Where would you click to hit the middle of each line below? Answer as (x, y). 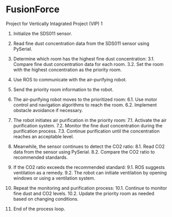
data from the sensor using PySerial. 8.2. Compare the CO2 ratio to (84, 151)
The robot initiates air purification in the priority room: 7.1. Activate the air (90, 120)
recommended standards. (40, 157)
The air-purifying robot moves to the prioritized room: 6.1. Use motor (85, 99)
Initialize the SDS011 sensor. (42, 33)
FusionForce (33, 9)
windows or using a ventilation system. (54, 178)
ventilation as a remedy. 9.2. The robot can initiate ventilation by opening (90, 172)
